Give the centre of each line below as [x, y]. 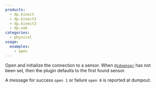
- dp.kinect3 [23, 23]
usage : [12, 42]
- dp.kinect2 [23, 19]
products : [15, 10]
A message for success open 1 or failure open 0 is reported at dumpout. [78, 80]
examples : [20, 46]
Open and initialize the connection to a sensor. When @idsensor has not [78, 65]
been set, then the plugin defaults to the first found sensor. [65, 70]
